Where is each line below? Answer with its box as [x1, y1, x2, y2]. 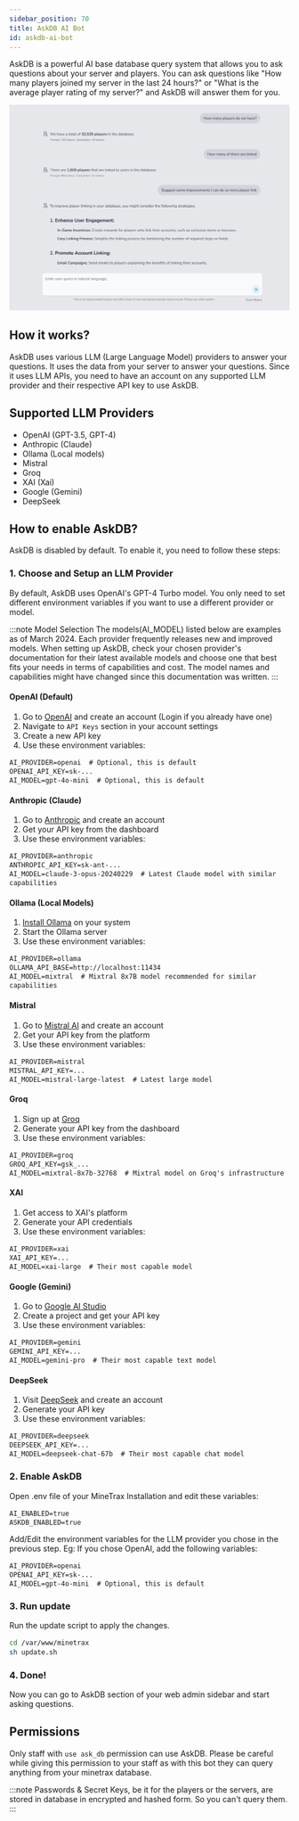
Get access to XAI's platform [21, 1207, 127, 1218]
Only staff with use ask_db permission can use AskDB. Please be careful [9, 1748, 274, 1759]
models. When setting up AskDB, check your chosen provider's [9, 643, 242, 653]
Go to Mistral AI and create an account [21, 1020, 165, 1030]
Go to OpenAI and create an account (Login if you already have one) [21, 711, 273, 722]
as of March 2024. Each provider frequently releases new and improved [9, 633, 273, 644]
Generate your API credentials [21, 1217, 133, 1227]
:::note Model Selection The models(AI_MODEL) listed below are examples [9, 624, 282, 635]
